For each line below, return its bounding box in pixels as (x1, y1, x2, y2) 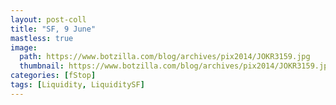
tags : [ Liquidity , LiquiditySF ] (10, 80, 145, 90)
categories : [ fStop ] (10, 71, 97, 81)
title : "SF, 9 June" (10, 24, 97, 34)
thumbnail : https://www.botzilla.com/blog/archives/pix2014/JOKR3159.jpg (19, 61, 333, 71)
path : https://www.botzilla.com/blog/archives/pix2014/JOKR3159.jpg (19, 52, 311, 62)
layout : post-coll (10, 14, 87, 25)
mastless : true (10, 33, 74, 43)
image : (10, 42, 38, 53)
